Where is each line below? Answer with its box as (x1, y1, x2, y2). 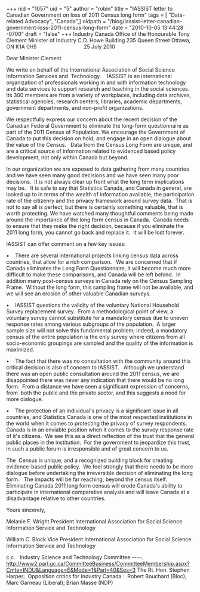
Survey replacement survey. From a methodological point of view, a (6, 308, 174, 315)
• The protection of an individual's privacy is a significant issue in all (6, 407, 179, 414)
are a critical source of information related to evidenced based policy (6, 147, 176, 155)
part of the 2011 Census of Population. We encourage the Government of (6, 128, 185, 135)
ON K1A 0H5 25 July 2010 (6, 43, 115, 50)
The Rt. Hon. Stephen (137, 566, 190, 573)
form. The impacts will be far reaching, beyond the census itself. (6, 476, 167, 483)
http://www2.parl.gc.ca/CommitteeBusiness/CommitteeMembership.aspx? (6, 560, 190, 567)
